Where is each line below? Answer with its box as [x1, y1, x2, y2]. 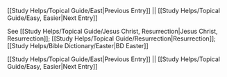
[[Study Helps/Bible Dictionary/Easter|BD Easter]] [7, 42, 149, 49]
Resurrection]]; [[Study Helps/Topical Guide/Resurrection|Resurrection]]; [7, 34, 217, 43]
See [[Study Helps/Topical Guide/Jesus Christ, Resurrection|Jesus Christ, [7, 27, 218, 35]
